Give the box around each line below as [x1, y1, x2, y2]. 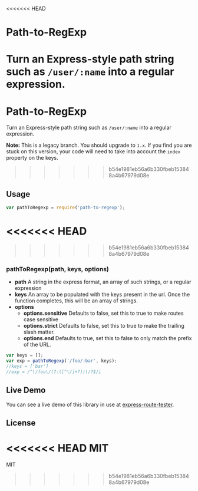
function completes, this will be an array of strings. [14, 297, 138, 304]
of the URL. [23, 341, 51, 348]
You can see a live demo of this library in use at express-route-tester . [6, 401, 174, 408]
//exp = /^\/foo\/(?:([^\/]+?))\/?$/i [6, 368, 101, 375]
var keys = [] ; [6, 352, 44, 358]
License [6, 418, 36, 428]
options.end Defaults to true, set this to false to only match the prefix [23, 335, 192, 342]
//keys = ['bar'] [6, 363, 49, 369]
